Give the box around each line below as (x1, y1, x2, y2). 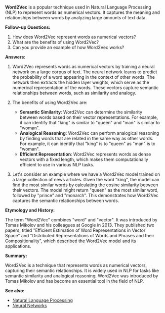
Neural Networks (12, 303, 47, 309)
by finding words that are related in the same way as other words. (19, 136, 154, 141)
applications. (5, 243, 31, 249)
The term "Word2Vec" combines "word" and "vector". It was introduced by (5, 217, 158, 222)
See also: (5, 288, 25, 294)
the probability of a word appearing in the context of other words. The (12, 74, 155, 80)
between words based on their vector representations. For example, (19, 114, 158, 120)
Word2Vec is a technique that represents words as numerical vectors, (5, 262, 147, 268)
